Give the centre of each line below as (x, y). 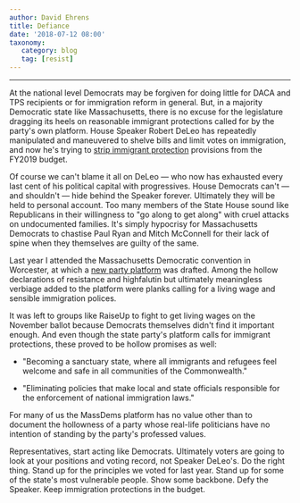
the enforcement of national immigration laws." (108, 398)
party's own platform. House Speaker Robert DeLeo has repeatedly (133, 131)
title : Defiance (39, 26)
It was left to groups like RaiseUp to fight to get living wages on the (133, 315)
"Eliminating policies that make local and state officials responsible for (151, 388)
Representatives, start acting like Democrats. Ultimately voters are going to (147, 451)
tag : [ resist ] (47, 59)
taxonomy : (28, 42)
